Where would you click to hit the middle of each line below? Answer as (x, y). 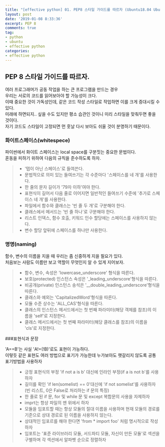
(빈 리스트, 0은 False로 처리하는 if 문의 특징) (67, 390)
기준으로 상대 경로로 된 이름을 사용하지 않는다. (68, 415)
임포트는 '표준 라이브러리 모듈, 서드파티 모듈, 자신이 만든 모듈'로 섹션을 (92, 433)
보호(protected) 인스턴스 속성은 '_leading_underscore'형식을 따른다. (91, 278)
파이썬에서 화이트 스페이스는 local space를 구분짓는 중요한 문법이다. (71, 152)
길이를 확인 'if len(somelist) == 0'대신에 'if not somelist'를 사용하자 (90, 384)
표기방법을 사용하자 (24, 361)
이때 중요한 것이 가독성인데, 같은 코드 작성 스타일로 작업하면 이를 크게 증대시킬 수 (82, 102)
